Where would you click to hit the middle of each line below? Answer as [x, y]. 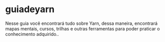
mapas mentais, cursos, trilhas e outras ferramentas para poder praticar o [82, 28]
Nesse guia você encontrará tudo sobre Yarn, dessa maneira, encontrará [81, 23]
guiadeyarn [30, 9]
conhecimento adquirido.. [32, 34]
